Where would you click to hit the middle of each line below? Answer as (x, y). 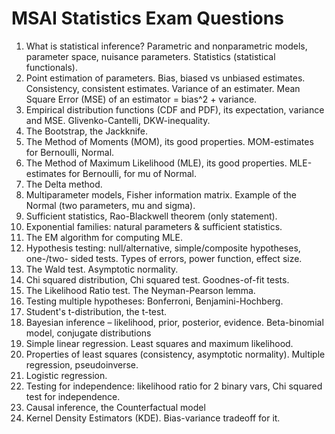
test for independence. (73, 396)
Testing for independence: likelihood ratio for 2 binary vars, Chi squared (174, 386)
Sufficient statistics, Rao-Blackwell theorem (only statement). (151, 216)
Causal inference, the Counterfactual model (115, 407)
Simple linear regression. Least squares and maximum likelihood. (159, 343)
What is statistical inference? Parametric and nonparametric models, (166, 46)
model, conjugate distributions (88, 333)
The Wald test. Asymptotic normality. (102, 269)
